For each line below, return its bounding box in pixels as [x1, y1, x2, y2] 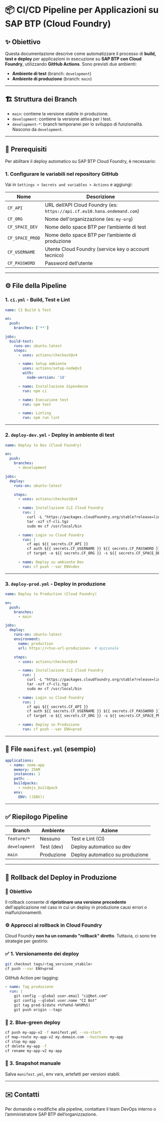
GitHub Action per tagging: [5, 975, 59, 981]
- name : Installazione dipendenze [18, 384, 89, 389]
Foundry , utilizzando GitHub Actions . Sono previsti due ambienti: [5, 61, 137, 67]
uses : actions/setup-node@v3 [22, 366, 82, 371]
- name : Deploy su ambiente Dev [18, 560, 84, 565]
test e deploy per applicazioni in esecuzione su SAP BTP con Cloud [5, 56, 142, 62]
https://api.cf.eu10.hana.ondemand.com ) [44, 208, 140, 214]
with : [22, 370, 34, 376]
